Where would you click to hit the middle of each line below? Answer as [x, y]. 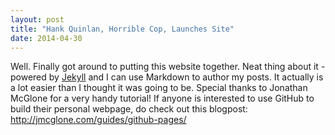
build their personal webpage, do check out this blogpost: [129, 109]
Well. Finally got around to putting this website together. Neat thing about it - [168, 67]
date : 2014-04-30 [46, 38]
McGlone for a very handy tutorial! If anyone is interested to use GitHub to [162, 98]
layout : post [37, 19]
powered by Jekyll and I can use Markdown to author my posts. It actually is [167, 77]
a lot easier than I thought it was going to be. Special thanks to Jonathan [159, 88]
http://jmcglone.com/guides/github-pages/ [98, 120]
